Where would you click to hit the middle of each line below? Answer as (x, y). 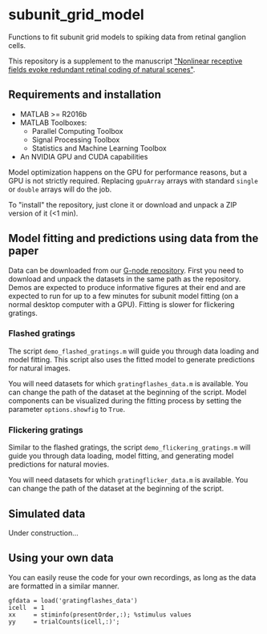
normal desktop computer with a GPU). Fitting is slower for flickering (121, 304)
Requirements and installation (85, 95)
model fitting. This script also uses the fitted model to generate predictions (131, 359)
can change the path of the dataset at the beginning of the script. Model (127, 392)
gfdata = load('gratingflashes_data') (73, 600)
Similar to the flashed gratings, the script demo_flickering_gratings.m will (129, 447)
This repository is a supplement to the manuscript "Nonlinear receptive (125, 61)
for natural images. (39, 368)
